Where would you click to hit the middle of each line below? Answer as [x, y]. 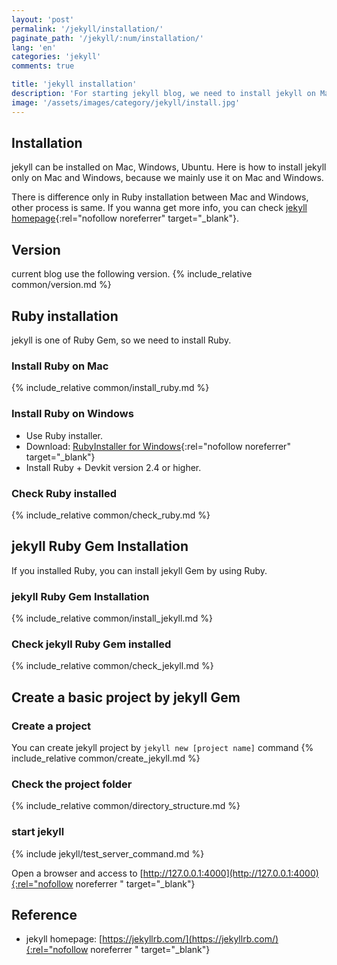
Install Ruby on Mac [60, 366]
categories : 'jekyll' [56, 57]
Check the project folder [72, 784]
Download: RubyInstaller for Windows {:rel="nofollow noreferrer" [158, 446]
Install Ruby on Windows [72, 414]
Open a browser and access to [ [77, 873]
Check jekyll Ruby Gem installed [91, 644]
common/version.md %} [61, 285]
